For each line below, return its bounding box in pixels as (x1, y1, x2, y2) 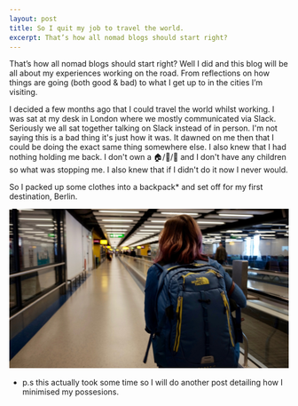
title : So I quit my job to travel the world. (9, 23, 184, 33)
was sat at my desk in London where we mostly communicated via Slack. (9, 114, 277, 124)
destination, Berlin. (9, 191, 78, 202)
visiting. (9, 87, 38, 98)
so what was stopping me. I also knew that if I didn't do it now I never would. (9, 164, 288, 175)
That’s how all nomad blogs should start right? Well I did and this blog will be (9, 59, 288, 69)
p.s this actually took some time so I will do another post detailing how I (21, 377, 284, 387)
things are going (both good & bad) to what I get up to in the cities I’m (9, 77, 263, 88)
